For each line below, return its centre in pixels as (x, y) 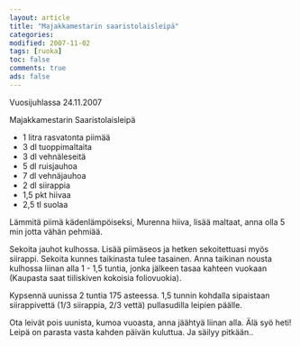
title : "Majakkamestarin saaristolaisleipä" (94, 26)
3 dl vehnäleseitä (54, 156)
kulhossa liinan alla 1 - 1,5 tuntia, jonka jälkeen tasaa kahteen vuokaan (138, 268)
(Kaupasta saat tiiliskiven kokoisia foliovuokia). (95, 277)
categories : (32, 34)
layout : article (40, 18)
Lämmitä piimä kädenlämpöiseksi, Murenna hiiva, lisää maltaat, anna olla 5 (147, 221)
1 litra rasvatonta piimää (66, 137)
